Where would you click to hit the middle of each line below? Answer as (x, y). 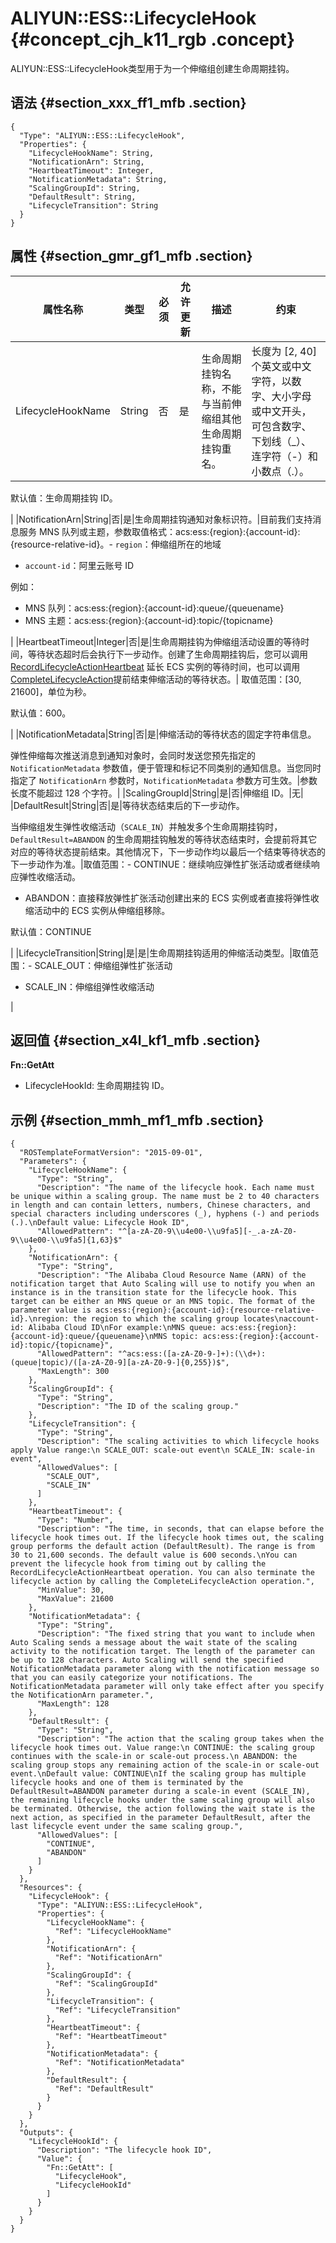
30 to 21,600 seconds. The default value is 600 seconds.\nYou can (154, 1555)
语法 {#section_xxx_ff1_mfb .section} (128, 103)
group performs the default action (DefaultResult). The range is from (162, 1547)
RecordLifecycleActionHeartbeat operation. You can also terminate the (162, 1573)
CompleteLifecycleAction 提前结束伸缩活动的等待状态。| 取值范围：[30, (156, 679)
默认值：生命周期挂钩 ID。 (64, 498)
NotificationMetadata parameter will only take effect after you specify (167, 1687)
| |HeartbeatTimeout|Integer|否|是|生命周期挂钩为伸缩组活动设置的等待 (156, 641)
